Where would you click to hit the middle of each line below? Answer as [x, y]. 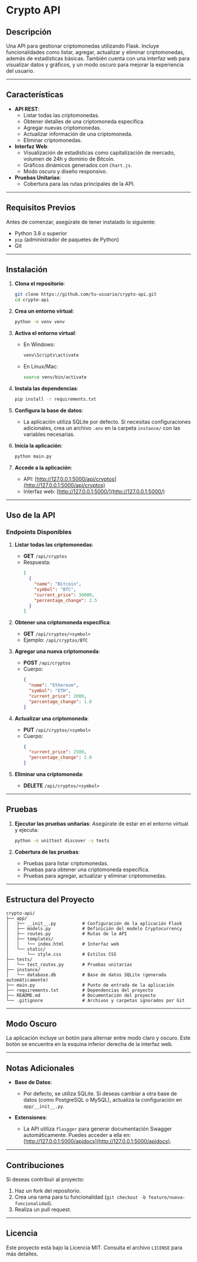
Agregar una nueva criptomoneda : [57, 651]
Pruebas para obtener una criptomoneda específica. [86, 869]
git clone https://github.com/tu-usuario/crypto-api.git [86, 295]
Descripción [29, 32]
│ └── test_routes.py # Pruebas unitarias [69, 965]
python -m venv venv [40, 322]
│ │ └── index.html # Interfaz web [62, 944]
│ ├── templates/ [30, 939]
